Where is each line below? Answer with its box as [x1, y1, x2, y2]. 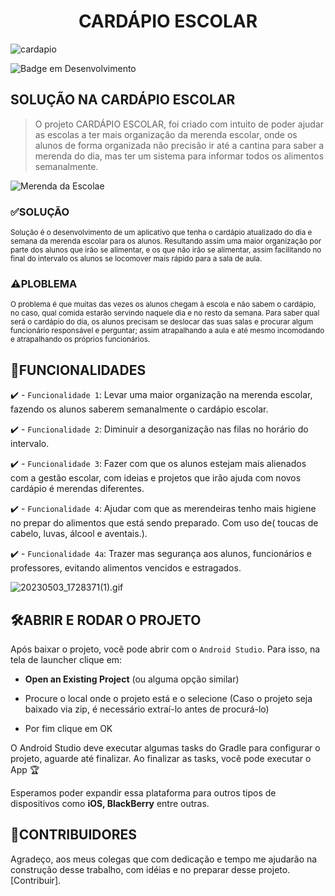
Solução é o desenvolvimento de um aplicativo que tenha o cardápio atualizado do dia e [10, 228, 313, 238]
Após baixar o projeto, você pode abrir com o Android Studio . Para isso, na [10, 643, 321, 655]
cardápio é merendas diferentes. [10, 483, 145, 495]
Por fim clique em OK [24, 722, 113, 734]
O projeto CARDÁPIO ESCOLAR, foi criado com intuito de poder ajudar [34, 118, 325, 130]
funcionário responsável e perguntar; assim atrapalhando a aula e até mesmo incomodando [10, 326, 325, 336]
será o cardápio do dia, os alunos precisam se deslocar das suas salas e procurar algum [10, 317, 314, 327]
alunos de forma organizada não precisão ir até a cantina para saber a [34, 139, 325, 151]
